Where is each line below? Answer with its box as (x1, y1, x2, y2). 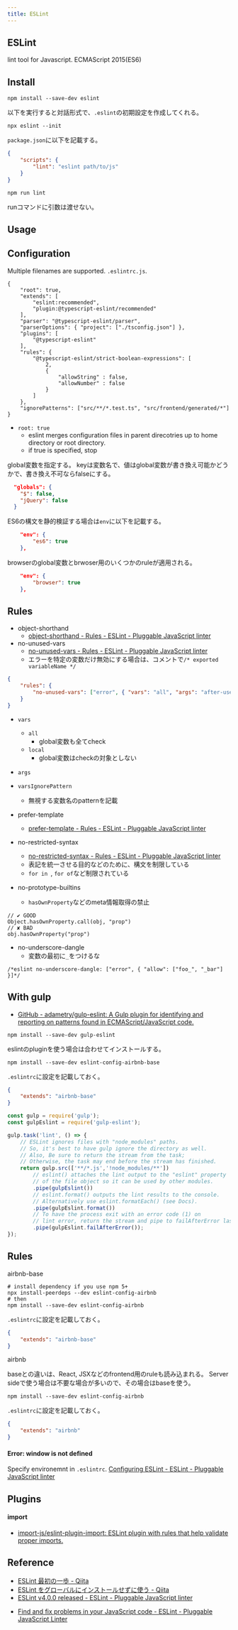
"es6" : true (33, 538, 69, 545)
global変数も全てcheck (38, 737, 106, 746)
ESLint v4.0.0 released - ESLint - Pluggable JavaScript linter (17, 1593, 193, 1602)
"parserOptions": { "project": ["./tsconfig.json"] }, (20, 324, 186, 331)
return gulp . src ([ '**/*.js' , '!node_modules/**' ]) (20, 1165, 170, 1172)
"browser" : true (33, 579, 81, 586)
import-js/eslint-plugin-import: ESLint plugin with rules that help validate (17, 1528, 229, 1537)
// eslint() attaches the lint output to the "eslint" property (33, 1171, 227, 1179)
